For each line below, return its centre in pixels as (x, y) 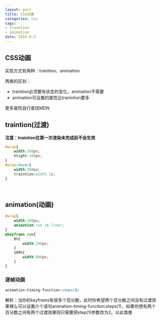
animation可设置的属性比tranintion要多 (51, 97)
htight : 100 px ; (28, 156)
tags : (10, 23)
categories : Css (21, 19)
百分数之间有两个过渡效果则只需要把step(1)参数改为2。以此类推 (69, 312)
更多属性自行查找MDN (27, 108)
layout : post (18, 10)
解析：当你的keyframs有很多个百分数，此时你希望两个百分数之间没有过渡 (79, 300)
